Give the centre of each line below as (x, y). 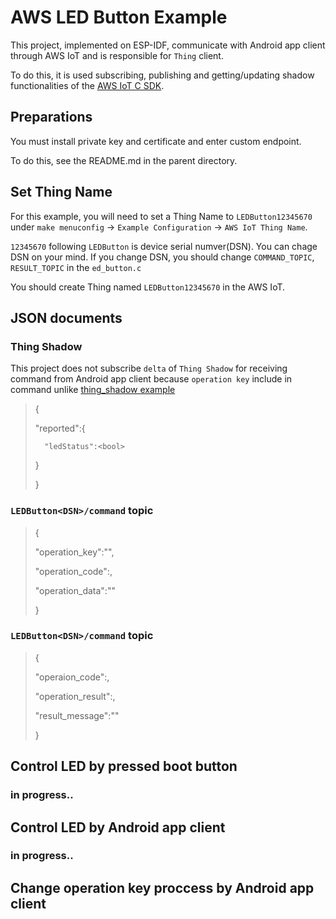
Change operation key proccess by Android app (162, 887)
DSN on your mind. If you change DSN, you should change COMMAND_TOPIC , (162, 257)
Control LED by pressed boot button (124, 766)
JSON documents (66, 317)
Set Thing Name (61, 192)
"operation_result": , (75, 696)
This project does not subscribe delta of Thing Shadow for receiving (149, 368)
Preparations (51, 117)
